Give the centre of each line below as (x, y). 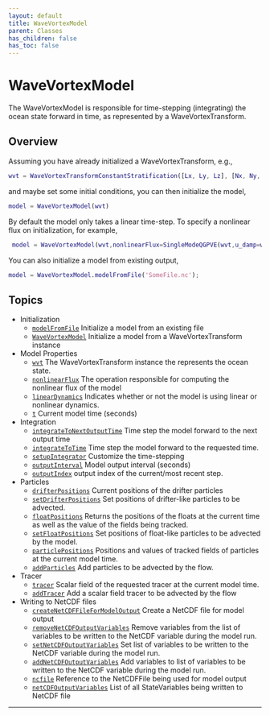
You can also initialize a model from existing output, (94, 260)
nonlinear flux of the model (77, 388)
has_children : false (43, 38)
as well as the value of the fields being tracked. (110, 525)
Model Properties (49, 354)
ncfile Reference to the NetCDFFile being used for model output (139, 679)
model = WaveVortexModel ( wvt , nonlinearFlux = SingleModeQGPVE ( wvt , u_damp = (136, 245)
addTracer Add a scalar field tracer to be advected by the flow (134, 594)
